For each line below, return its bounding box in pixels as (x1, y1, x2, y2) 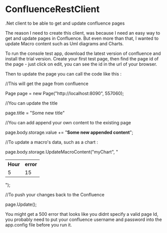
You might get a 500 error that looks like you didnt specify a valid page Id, (5, 211, 158, 217)
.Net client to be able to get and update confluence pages (5, 20, 125, 26)
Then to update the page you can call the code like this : (5, 70, 122, 76)
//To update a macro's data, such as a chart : (5, 139, 98, 145)
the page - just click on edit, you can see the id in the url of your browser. (5, 61, 157, 67)
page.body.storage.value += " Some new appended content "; (5, 129, 133, 135)
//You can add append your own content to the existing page (5, 119, 131, 125)
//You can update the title (5, 100, 58, 106)
